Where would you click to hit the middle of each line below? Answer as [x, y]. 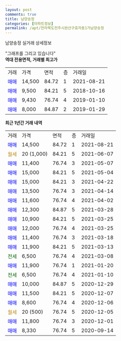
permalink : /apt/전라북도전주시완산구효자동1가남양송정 [55, 28]
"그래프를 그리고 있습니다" [30, 54]
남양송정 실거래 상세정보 [29, 43]
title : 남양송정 [20, 19]
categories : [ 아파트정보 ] [29, 24]
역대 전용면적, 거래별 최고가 [31, 59]
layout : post [19, 10]
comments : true [21, 14]
